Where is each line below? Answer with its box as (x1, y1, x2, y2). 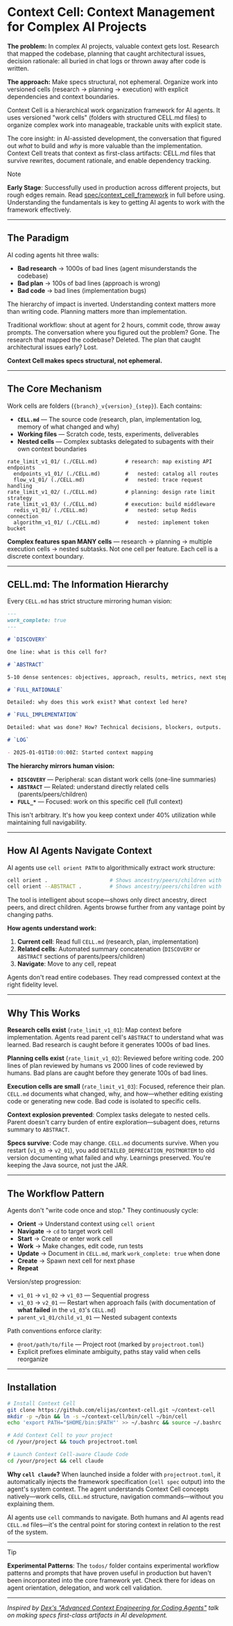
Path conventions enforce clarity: (7, 1326, 102, 1334)
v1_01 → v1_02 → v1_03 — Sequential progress (17, 1291, 150, 1299)
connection (7, 513, 39, 520)
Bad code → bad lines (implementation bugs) (17, 286, 147, 294)
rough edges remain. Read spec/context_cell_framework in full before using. (7, 191, 225, 199)
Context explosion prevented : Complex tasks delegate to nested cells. (7, 1110, 210, 1119)
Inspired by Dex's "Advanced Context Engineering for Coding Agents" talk (7, 1603, 220, 1611)
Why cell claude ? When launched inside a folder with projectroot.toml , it (7, 1469, 221, 1478)
